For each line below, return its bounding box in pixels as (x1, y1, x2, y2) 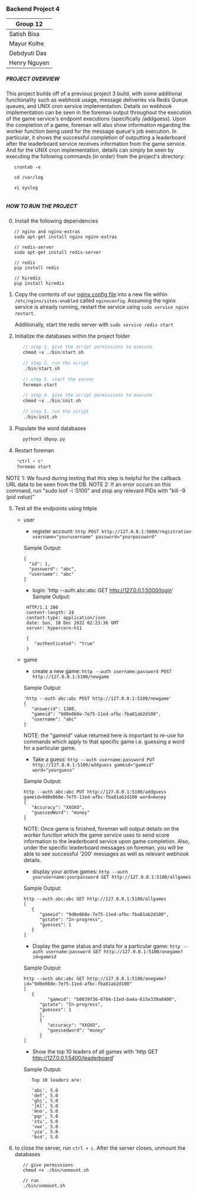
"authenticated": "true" (34, 640, 96, 647)
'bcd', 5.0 (31, 1134, 58, 1140)
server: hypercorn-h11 (26, 625, 83, 631)
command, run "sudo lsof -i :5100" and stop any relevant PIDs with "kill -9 (6, 487, 186, 494)
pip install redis (14, 265, 60, 271)
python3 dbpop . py (22, 436, 65, 442)
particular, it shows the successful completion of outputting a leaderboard (6, 134, 186, 141)
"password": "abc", (28, 566, 77, 572)
